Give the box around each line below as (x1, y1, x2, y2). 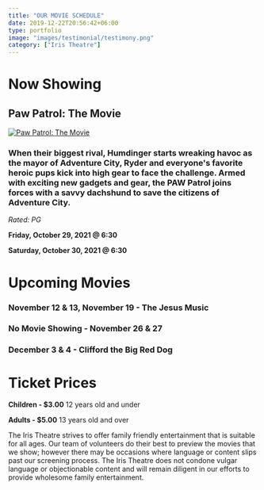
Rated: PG (8, 215, 41, 224)
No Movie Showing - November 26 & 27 (8, 323, 163, 334)
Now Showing (8, 75, 101, 94)
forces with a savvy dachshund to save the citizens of (8, 187, 220, 198)
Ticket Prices (8, 373, 98, 392)
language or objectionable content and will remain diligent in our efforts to (8, 465, 250, 474)
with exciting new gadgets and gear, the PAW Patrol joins (8, 178, 232, 189)
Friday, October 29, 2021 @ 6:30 (8, 231, 117, 240)
